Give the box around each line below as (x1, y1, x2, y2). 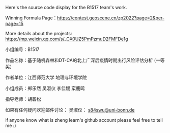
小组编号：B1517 (5, 46, 40, 52)
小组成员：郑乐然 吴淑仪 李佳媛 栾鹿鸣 (5, 85, 85, 91)
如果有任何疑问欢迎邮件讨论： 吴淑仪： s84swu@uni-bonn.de (5, 107, 135, 113)
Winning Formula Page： (5, 15, 58, 21)
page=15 (5, 20, 24, 26)
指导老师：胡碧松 (5, 96, 41, 102)
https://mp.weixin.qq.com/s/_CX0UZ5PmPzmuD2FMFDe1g (5, 36, 128, 42)
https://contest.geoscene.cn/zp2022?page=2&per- (56, 15, 164, 21)
